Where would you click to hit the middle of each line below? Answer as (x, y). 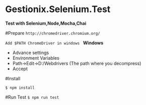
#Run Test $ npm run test (32, 97)
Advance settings (31, 52)
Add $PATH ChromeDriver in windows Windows (54, 43)
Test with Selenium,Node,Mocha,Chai (46, 23)
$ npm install (20, 88)
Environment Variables (36, 58)
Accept (20, 69)
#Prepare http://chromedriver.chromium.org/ (53, 33)
